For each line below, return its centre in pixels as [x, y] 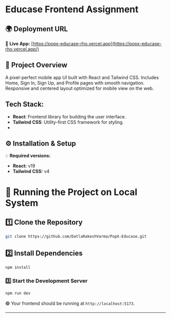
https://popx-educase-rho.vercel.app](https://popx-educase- [97, 44]
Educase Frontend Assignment [72, 9]
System [22, 203]
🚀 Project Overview [36, 65]
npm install [18, 267]
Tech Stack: [25, 104]
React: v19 [24, 166]
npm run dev [18, 293]
